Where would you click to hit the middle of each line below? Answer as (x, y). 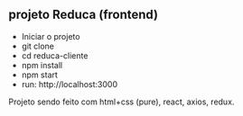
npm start (39, 75)
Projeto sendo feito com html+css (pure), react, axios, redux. (121, 102)
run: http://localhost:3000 (70, 84)
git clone (38, 46)
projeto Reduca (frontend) (84, 15)
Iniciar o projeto (51, 36)
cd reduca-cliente (55, 55)
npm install (42, 65)
